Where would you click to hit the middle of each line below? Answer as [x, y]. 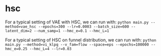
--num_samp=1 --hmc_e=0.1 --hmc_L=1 [72, 31]
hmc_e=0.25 [16, 49]
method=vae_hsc [21, 27]
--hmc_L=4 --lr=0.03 [50, 49]
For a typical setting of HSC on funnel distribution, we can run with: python [81, 40]
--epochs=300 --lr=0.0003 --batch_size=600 [84, 27]
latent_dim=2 [19, 31]
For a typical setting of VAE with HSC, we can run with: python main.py [77, 22]
